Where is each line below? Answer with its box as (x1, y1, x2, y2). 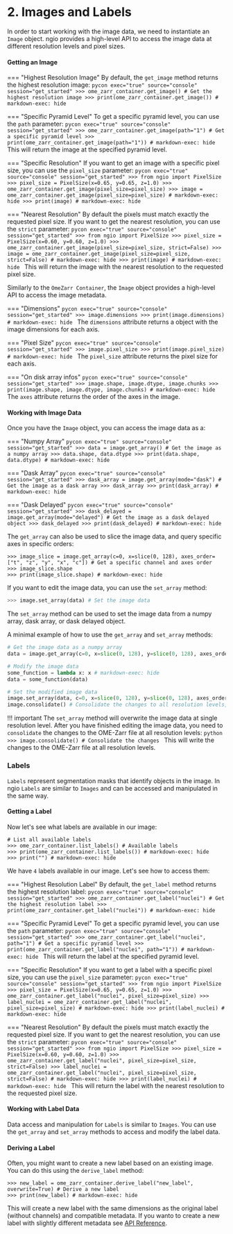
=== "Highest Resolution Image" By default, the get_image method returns (7, 74, 218, 82)
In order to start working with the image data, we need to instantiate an (7, 27, 210, 35)
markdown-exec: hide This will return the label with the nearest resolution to (7, 1081, 225, 1089)
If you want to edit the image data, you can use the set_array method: (7, 584, 207, 592)
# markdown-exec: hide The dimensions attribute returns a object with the (7, 318, 218, 327)
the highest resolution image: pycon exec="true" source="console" (7, 81, 198, 89)
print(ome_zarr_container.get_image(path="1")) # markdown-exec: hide (7, 140, 216, 147)
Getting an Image (7, 58, 58, 66)
